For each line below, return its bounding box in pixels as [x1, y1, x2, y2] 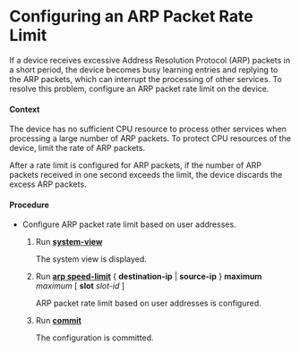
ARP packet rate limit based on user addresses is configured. [35, 298, 261, 309]
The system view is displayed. [35, 254, 148, 264]
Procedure [9, 199, 49, 210]
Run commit [35, 315, 82, 326]
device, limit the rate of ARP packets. [9, 143, 146, 154]
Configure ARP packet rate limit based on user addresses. [21, 219, 236, 230]
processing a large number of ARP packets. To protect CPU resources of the [9, 133, 291, 144]
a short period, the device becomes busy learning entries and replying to [9, 64, 279, 75]
